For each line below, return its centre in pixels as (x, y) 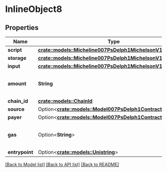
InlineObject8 (34, 9)
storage (17, 58)
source (16, 109)
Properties (22, 28)
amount (17, 84)
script (15, 50)
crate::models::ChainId (65, 101)
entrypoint (20, 152)
